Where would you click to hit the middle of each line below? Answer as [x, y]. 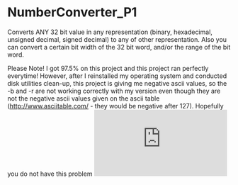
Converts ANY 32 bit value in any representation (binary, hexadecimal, [110, 32]
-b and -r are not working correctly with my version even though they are [114, 91]
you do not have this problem [50, 174]
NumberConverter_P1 [72, 12]
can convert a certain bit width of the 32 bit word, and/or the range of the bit [119, 47]
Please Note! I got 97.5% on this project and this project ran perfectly [108, 68]
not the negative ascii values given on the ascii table [84, 98]
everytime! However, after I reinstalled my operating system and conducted [117, 76]
